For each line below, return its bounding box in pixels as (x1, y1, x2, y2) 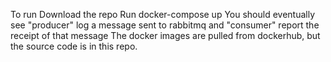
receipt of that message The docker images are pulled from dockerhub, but (10, 30, 321, 41)
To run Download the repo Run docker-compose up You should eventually (10, 9, 316, 20)
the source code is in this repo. (10, 40, 138, 52)
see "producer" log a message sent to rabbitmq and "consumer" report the (10, 19, 320, 31)
